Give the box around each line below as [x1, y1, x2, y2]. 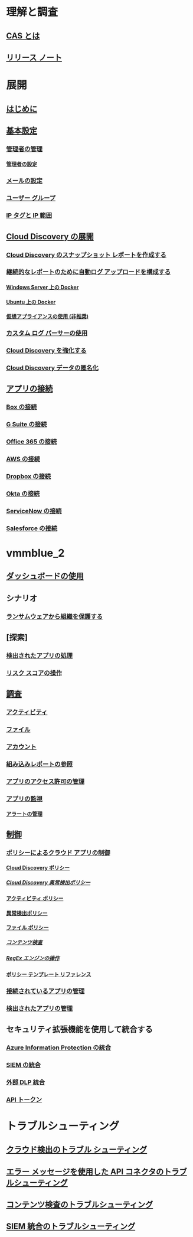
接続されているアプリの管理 [6, 987, 85, 995]
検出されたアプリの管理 [6, 1004, 73, 1013]
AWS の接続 [6, 455, 40, 464]
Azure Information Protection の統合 [6, 1043, 112, 1052]
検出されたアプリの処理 [6, 651, 73, 660]
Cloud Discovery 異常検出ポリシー [6, 879, 90, 886]
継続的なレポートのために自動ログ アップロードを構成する [6, 268, 171, 276]
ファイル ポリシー [6, 924, 49, 931]
